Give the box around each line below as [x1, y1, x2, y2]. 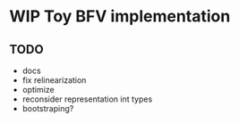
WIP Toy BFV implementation [9, 6, 231, 27]
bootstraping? [21, 103, 74, 113]
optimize [21, 85, 55, 94]
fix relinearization [21, 75, 87, 86]
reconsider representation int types [21, 94, 153, 104]
